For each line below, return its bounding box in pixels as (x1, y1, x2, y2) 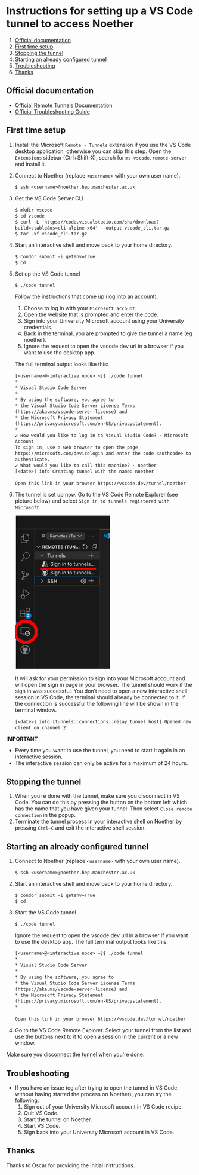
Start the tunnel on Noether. (23, 1116, 92, 1123)
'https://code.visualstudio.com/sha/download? (41, 219, 160, 225)
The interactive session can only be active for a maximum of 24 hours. (14, 759, 188, 766)
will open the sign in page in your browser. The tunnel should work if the (14, 681, 192, 688)
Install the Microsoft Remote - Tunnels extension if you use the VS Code (14, 141, 191, 148)
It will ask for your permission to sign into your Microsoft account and (14, 674, 185, 682)
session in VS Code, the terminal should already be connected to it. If (14, 693, 185, 700)
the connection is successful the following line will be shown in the (14, 700, 179, 707)
